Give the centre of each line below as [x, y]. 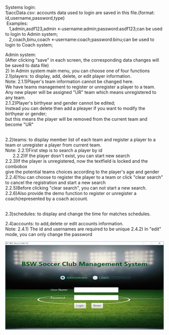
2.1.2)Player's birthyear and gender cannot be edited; [60, 103]
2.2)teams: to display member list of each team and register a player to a [80, 139]
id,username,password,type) [35, 18]
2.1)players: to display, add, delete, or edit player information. [68, 76]
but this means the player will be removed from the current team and [76, 119]
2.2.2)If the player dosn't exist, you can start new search [71, 156]
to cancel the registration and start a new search [56, 182]
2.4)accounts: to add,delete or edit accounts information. [64, 224]
